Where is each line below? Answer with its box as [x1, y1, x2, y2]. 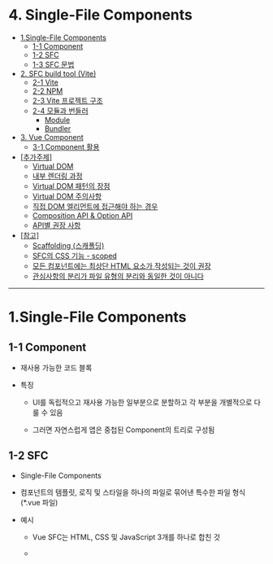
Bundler [44, 124, 71, 133]
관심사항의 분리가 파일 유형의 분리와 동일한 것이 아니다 [32, 271, 205, 281]
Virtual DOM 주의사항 [32, 191, 102, 201]
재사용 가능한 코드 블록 [19, 362, 93, 372]
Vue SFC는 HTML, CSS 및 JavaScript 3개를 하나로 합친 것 [32, 531, 221, 542]
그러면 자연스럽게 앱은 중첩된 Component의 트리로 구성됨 [32, 425, 215, 435]
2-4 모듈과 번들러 [32, 106, 89, 116]
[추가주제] [19, 152, 53, 162]
